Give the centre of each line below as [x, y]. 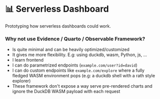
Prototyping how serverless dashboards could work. [58, 26]
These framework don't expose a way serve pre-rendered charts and [82, 86]
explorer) [21, 81]
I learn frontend [28, 60]
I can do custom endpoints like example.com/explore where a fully [78, 70]
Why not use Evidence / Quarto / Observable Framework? [75, 38]
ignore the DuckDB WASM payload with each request [66, 92]
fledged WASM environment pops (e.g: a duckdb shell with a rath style [84, 76]
